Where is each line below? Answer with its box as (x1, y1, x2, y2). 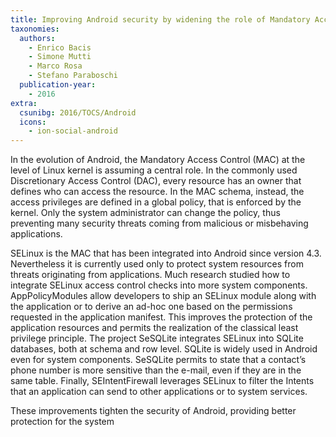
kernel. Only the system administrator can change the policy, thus (10, 207, 281, 219)
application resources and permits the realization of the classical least (10, 322, 299, 334)
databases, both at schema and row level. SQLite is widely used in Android (10, 343, 318, 355)
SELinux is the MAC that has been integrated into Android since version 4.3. (10, 247, 322, 260)
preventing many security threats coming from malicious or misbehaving (10, 217, 309, 230)
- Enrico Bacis (28, 42, 92, 53)
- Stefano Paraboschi (28, 71, 118, 81)
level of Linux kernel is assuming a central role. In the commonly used (10, 164, 298, 176)
